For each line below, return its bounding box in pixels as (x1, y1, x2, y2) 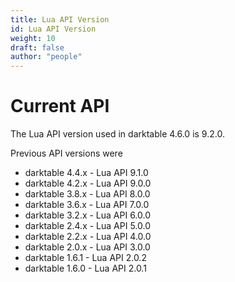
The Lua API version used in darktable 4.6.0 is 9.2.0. (10, 128, 225, 140)
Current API (10, 95, 110, 118)
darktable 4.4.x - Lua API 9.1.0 (24, 167, 149, 179)
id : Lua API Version (10, 24, 97, 34)
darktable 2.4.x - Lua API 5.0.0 (24, 220, 151, 232)
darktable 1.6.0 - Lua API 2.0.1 (24, 262, 147, 275)
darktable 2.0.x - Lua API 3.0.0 (24, 241, 151, 253)
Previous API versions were (10, 147, 123, 160)
